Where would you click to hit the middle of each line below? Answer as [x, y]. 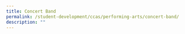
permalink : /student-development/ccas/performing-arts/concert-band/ [93, 17]
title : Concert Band [31, 11]
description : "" [26, 22]
